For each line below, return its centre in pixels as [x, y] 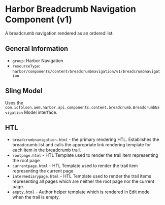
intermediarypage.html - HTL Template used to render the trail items [82, 176]
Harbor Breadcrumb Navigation [71, 9]
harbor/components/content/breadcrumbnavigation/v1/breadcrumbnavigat [86, 71]
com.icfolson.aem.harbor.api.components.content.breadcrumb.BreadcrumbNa [82, 107]
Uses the [14, 102]
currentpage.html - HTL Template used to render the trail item [75, 166]
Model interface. [41, 112]
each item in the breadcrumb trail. [47, 150]
